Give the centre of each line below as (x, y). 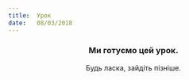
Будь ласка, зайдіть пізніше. (133, 67)
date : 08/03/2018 (40, 23)
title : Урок (30, 15)
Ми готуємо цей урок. (133, 51)
